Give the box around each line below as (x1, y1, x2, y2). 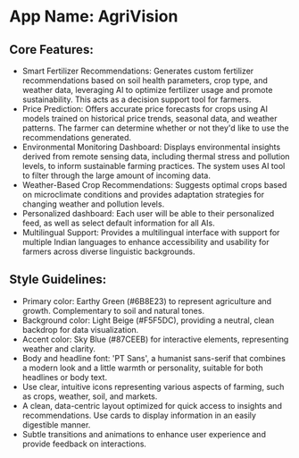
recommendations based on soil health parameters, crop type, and (21, 75, 268, 86)
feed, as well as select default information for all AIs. (21, 217, 216, 228)
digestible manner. (21, 419, 91, 430)
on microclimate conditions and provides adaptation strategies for (21, 190, 265, 199)
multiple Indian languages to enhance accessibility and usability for (21, 237, 270, 247)
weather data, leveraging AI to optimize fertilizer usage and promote (21, 85, 273, 95)
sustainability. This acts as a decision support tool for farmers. (21, 94, 252, 105)
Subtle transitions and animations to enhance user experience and (21, 428, 266, 439)
